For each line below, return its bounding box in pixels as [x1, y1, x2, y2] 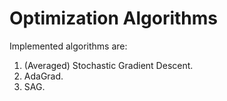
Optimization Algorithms [9, 7, 219, 30]
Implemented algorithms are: [9, 40, 128, 52]
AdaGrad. [23, 70, 64, 82]
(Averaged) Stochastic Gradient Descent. [23, 59, 194, 71]
